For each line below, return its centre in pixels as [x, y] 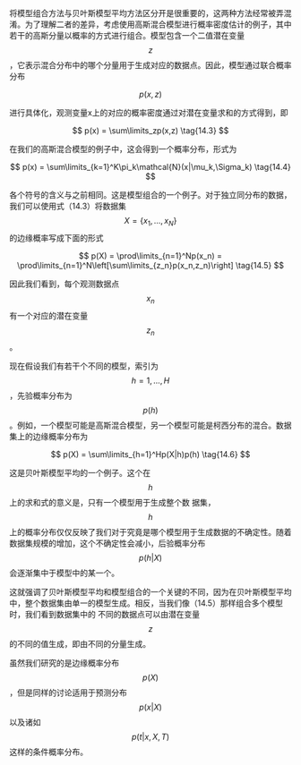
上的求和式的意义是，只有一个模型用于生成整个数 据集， [112, 503]
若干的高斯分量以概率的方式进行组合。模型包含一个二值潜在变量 [127, 35]
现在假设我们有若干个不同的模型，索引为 [84, 366]
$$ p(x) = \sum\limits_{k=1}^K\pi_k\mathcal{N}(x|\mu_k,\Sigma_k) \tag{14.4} [150, 167]
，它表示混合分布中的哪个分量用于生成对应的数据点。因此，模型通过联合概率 [150, 65]
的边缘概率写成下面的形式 [56, 238]
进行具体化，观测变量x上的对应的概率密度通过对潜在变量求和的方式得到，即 [149, 113]
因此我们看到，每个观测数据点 [64, 284]
